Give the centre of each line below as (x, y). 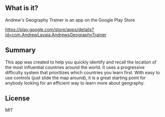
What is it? (22, 8)
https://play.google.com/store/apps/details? (50, 29)
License (17, 99)
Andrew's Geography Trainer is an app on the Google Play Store (70, 20)
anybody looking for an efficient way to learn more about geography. (75, 83)
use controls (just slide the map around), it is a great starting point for (76, 78)
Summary (20, 50)
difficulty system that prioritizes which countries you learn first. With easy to (82, 72)
